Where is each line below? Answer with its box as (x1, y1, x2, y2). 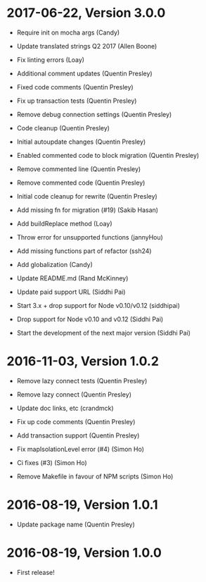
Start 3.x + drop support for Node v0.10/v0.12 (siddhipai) (16, 301, 181, 309)
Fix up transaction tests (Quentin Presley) (16, 97, 137, 105)
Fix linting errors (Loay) (16, 55, 85, 64)
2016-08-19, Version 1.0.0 (6, 545, 162, 561)
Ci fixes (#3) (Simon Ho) (16, 458, 87, 466)
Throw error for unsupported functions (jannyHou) (16, 233, 163, 241)
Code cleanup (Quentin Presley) (16, 123, 110, 132)
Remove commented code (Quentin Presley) (16, 178, 146, 187)
